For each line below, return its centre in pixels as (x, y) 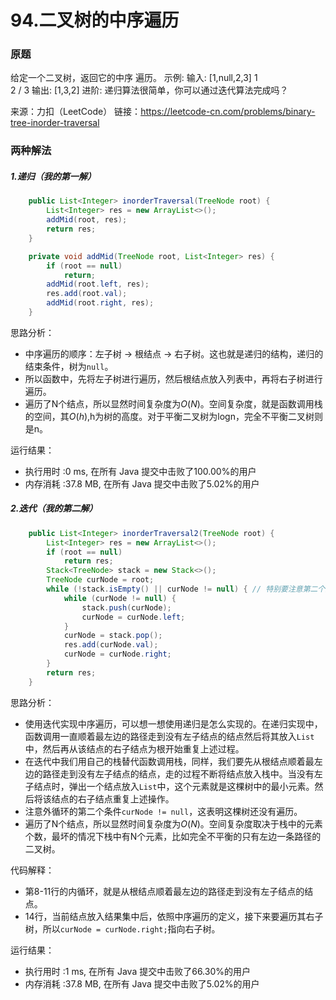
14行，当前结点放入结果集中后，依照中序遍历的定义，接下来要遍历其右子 (174, 916)
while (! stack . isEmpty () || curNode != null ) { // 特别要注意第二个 (186, 589)
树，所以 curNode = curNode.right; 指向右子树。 (122, 928)
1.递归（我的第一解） (53, 176)
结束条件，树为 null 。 (69, 366)
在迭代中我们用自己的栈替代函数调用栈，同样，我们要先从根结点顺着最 (169, 761)
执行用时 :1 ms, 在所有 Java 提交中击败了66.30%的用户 (137, 971)
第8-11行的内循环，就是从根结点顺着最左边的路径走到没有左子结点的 (164, 891)
